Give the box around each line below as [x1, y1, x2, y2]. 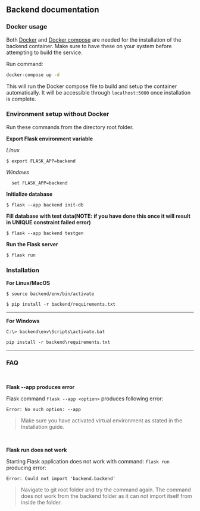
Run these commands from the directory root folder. [6, 123, 134, 130]
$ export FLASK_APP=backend [6, 158, 76, 164]
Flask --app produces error [6, 384, 75, 391]
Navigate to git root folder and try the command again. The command [20, 486, 192, 493]
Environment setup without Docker [6, 110, 110, 118]
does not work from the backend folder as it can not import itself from [20, 493, 192, 500]
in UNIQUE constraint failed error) [6, 218, 91, 225]
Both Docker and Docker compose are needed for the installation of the [6, 36, 182, 43]
